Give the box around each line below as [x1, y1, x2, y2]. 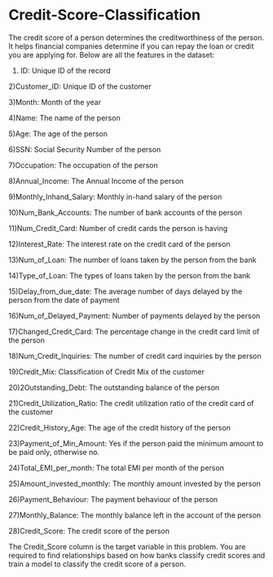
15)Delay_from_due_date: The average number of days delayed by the [8, 286, 243, 296]
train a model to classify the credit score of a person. [8, 559, 186, 569]
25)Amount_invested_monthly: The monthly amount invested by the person [8, 479, 261, 488]
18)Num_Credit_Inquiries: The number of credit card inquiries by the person [8, 351, 262, 361]
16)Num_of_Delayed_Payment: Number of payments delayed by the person [8, 311, 261, 321]
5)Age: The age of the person [8, 129, 108, 138]
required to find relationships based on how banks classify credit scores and [8, 550, 266, 560]
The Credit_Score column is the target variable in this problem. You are [8, 541, 246, 551]
